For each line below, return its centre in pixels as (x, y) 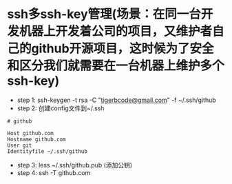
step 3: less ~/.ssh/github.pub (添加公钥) (75, 165)
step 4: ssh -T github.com (54, 172)
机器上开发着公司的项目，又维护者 (116, 31)
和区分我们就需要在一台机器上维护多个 (116, 66)
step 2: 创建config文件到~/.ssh (61, 108)
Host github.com (30, 133)
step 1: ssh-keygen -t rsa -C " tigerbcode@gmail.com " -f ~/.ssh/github (117, 100)
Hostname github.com (37, 139)
